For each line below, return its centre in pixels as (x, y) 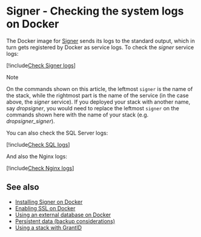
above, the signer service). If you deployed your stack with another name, (98, 102)
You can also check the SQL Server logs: (57, 133)
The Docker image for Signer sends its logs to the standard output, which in (100, 41)
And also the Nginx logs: (37, 156)
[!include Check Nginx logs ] (40, 168)
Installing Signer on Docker (49, 202)
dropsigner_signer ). (31, 121)
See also (23, 187)
